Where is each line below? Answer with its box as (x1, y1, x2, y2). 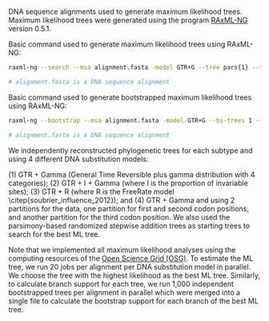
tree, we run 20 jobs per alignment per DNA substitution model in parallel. (8, 262, 251, 271)
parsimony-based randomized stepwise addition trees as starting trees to (8, 221, 251, 230)
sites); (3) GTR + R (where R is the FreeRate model (8, 186, 175, 196)
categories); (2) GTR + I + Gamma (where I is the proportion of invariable (8, 178, 248, 188)
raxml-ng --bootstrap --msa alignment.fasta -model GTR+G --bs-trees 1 (8, 116, 252, 124)
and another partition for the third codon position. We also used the (8, 212, 231, 221)
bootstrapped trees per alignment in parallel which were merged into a (8, 287, 241, 297)
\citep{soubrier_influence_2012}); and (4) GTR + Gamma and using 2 (8, 195, 235, 205)
